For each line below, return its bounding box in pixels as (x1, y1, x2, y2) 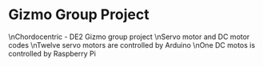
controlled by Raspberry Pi (8, 49, 96, 58)
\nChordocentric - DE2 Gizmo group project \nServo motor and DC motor (8, 32, 250, 41)
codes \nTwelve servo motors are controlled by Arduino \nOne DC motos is (8, 40, 256, 49)
